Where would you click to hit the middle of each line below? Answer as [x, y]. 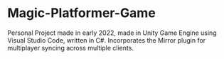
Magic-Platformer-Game [82, 13]
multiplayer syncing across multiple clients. [70, 48]
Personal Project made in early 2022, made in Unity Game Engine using [112, 33]
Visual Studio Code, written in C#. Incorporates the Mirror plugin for [107, 40]
